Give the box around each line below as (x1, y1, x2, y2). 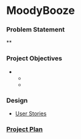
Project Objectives (6, 54, 63, 63)
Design (6, 96, 28, 104)
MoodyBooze (6, 4, 75, 18)
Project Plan (6, 125, 43, 134)
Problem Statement (6, 25, 65, 34)
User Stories (15, 110, 47, 117)
